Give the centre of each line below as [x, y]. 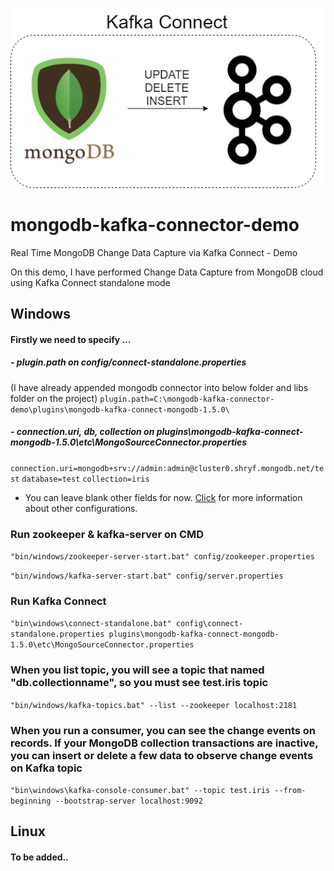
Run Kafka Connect [58, 601]
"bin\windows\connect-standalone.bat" [91, 624]
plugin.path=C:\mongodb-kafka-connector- [187, 399]
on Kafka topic [46, 768]
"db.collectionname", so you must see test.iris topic [139, 683]
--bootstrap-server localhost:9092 [128, 801]
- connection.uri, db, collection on [82, 432]
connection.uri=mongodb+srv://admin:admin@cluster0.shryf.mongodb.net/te [167, 468]
